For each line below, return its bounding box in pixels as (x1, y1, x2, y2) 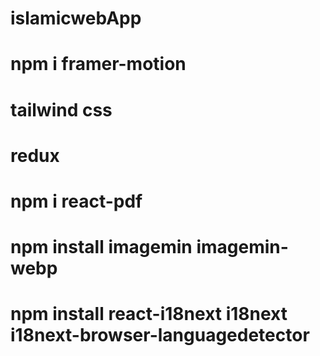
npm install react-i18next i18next (10, 303, 288, 326)
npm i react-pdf (10, 190, 143, 212)
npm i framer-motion (10, 53, 187, 76)
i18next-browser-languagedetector (10, 324, 310, 347)
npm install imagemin (10, 236, 193, 259)
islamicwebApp (10, 7, 142, 30)
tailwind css (10, 98, 113, 121)
